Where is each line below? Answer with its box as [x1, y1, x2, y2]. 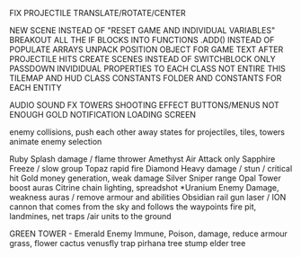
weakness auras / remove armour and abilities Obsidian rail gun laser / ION [9, 192, 287, 202]
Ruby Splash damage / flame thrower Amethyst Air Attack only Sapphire [9, 154, 276, 164]
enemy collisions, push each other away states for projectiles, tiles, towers [9, 127, 286, 137]
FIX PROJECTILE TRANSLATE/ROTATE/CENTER [9, 8, 186, 18]
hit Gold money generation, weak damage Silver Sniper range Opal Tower [9, 173, 281, 183]
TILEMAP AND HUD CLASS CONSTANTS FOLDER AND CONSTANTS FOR [9, 73, 282, 84]
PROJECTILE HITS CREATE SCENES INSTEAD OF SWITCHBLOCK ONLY [9, 54, 276, 64]
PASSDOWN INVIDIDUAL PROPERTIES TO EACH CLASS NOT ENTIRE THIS [9, 63, 286, 74]
